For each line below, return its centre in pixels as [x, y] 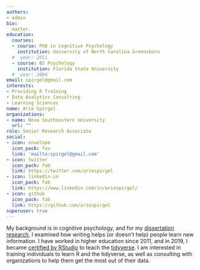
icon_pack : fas [31, 148]
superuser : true [27, 211]
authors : [17, 12]
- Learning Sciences [33, 103]
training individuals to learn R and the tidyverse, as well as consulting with [99, 254]
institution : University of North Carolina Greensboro [89, 52]
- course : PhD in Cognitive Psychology [63, 46]
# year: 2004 [30, 75]
